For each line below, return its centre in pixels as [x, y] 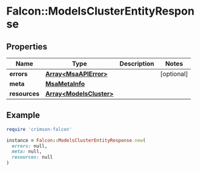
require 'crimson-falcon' [39, 129]
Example [23, 115]
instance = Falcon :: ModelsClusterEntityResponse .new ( [76, 140]
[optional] [174, 74]
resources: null [32, 157]
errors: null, [30, 146]
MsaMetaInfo [65, 84]
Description [137, 64]
